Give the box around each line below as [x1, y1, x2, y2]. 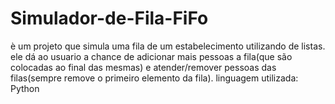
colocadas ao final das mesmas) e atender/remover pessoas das [10, 61, 277, 73]
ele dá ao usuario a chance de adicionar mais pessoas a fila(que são [10, 50, 293, 62]
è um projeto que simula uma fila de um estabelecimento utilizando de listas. [10, 40, 326, 52]
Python [10, 82, 40, 94]
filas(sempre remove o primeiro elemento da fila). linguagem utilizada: [10, 72, 299, 84]
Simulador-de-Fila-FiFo [10, 7, 209, 30]
